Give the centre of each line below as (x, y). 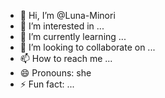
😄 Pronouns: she (55, 73)
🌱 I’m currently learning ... (73, 36)
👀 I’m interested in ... (62, 26)
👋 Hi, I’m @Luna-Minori (67, 15)
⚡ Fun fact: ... (47, 84)
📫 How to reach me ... (66, 58)
